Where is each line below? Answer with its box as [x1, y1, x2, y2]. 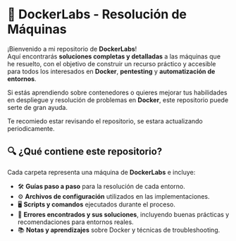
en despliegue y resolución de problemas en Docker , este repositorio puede [7, 95, 229, 104]
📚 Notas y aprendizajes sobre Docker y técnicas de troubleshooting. [17, 225, 221, 234]
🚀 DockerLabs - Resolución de [7, 6, 187, 23]
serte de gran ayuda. [7, 103, 68, 111]
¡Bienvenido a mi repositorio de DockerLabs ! [7, 44, 137, 53]
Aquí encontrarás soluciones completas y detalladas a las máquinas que [7, 52, 221, 61]
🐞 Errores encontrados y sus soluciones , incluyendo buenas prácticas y [17, 210, 230, 218]
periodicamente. [7, 124, 55, 132]
